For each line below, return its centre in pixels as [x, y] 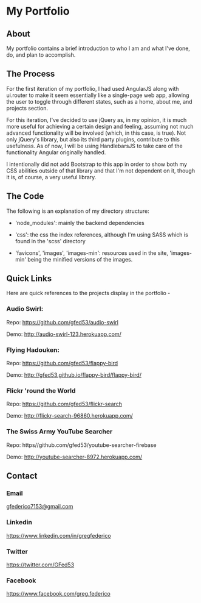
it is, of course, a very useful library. [51, 177]
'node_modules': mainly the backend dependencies [80, 223]
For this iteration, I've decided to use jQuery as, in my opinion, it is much [97, 120]
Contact [22, 476]
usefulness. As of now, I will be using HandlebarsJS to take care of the [95, 146]
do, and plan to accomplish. [41, 55]
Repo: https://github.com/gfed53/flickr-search [64, 404]
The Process [31, 74]
